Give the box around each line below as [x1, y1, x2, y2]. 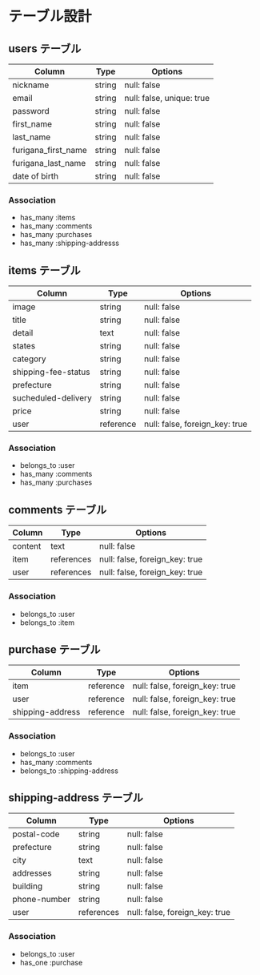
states [12, 340, 36, 352]
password [12, 106, 50, 116]
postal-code [12, 828, 60, 840]
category [12, 353, 46, 365]
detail [12, 328, 34, 339]
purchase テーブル [8, 643, 101, 656]
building [12, 880, 42, 892]
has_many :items [19, 213, 76, 223]
